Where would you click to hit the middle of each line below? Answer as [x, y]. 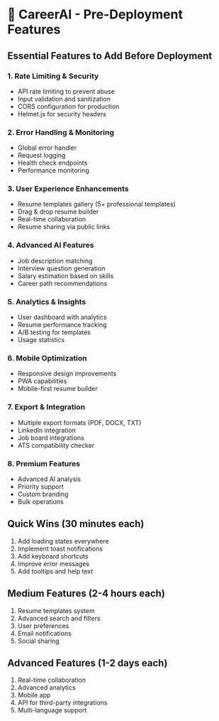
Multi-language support [52, 710]
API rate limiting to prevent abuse [66, 91]
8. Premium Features [44, 463]
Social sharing [38, 641]
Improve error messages [54, 563]
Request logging [41, 155]
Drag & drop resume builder [58, 211]
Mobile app [34, 695]
